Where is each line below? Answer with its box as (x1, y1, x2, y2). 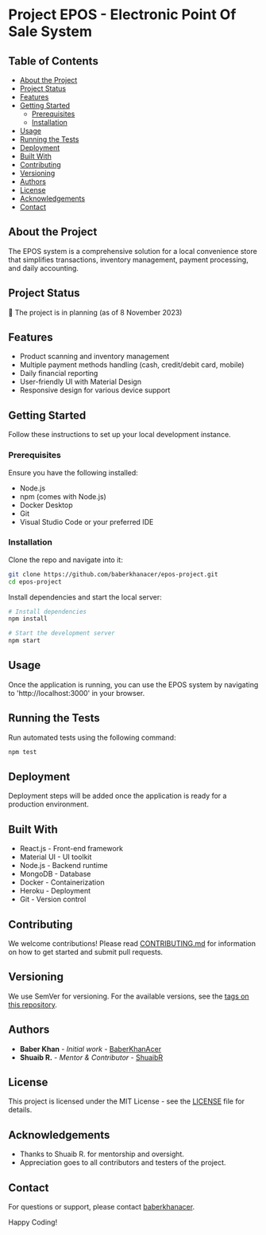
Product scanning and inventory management (19, 352, 170, 362)
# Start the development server (8, 629, 115, 638)
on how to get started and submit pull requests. (8, 948, 164, 957)
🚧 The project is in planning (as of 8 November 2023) (8, 307, 183, 317)
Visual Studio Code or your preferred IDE (19, 517, 154, 526)
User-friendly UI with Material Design (19, 377, 141, 387)
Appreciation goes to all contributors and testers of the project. (19, 1158, 226, 1167)
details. (8, 1105, 33, 1115)
